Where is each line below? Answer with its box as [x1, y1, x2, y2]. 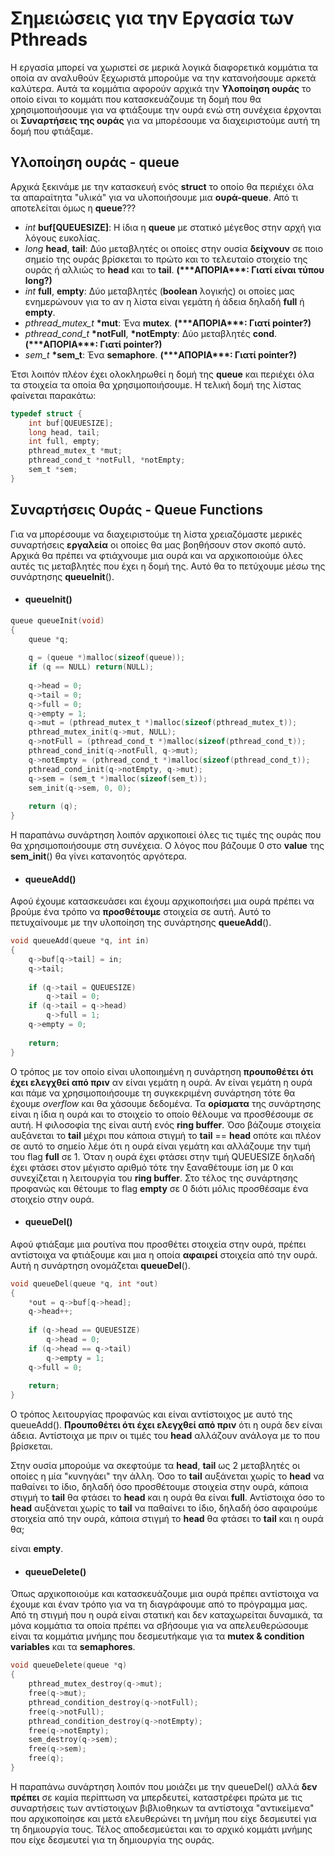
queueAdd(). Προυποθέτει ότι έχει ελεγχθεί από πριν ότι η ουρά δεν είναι [10, 1419, 323, 1431]
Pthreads [10, 28, 88, 51]
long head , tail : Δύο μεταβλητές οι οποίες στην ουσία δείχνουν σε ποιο [24, 242, 324, 254]
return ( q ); [28, 802, 78, 812]
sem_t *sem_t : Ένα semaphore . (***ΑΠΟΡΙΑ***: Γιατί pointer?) [24, 348, 298, 361]
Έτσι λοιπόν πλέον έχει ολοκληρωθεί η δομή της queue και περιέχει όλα [10, 368, 315, 380]
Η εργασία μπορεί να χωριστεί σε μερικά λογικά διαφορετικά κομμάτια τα [10, 61, 319, 73]
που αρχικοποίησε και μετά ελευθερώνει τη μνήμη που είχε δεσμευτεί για [10, 1812, 317, 1824]
